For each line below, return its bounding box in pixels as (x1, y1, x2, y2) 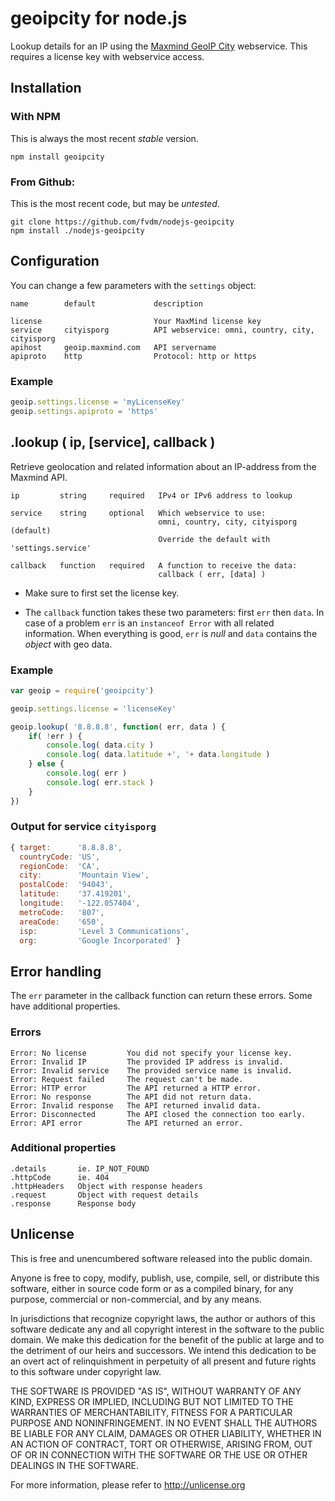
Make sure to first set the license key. (24, 587, 180, 599)
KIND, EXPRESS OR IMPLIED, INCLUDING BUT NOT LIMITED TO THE (10, 1395, 294, 1407)
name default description (10, 298, 203, 309)
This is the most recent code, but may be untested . (10, 197, 220, 209)
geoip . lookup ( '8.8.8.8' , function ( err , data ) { (10, 722, 226, 732)
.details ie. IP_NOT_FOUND (10, 1163, 150, 1174)
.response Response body (10, 1198, 137, 1209)
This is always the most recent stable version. (10, 132, 199, 144)
